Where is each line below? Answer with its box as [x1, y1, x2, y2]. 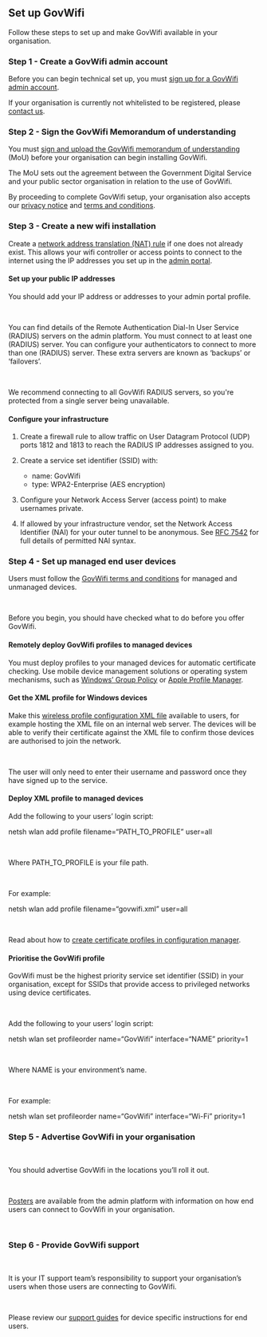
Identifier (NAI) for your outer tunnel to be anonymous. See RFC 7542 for [19, 528, 259, 537]
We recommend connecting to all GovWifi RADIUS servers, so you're [8, 387, 234, 397]
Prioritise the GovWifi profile [8, 953, 105, 963]
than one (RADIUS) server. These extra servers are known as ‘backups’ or [8, 348, 251, 357]
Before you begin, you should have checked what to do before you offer [8, 613, 245, 623]
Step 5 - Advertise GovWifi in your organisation [8, 1131, 195, 1142]
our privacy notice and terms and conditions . [8, 201, 155, 210]
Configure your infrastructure [8, 414, 109, 423]
